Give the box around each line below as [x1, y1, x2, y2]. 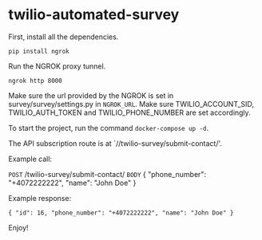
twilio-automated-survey [8, 6, 180, 24]
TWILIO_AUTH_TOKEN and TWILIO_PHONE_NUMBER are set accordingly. [8, 108, 252, 117]
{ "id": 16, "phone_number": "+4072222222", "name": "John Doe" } [8, 209, 234, 217]
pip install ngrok [8, 47, 69, 55]
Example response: [8, 193, 72, 203]
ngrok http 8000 [8, 77, 62, 85]
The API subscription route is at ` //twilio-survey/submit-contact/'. [8, 138, 222, 148]
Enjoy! [8, 222, 30, 232]
